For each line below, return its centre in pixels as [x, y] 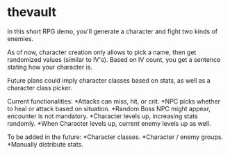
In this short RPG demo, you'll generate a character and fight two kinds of [112, 31]
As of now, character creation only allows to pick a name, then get [102, 52]
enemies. [20, 38]
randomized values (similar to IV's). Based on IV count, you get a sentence [114, 59]
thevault [32, 12]
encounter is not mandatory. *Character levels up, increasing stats [102, 116]
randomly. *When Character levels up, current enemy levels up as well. [109, 123]
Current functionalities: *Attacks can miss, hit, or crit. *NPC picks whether [114, 101]
